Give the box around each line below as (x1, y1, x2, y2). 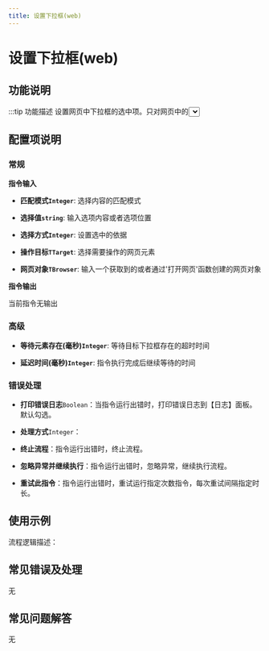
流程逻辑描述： (8, 537, 58, 546)
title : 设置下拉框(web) (8, 11, 82, 20)
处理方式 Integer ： (19, 426, 81, 436)
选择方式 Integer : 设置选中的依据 (19, 230, 127, 240)
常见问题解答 (8, 612, 72, 625)
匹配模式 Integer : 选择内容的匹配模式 (19, 196, 141, 205)
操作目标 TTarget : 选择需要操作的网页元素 (19, 247, 155, 257)
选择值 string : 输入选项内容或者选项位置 (19, 213, 152, 222)
